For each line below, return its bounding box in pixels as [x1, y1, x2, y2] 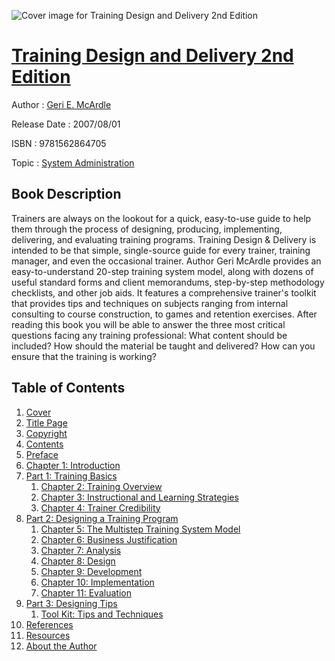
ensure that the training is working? [11, 350, 157, 362]
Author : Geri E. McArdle [11, 98, 112, 110]
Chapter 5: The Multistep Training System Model [40, 523, 241, 535]
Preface [25, 448, 59, 460]
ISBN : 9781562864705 [11, 137, 107, 149]
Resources [25, 629, 71, 641]
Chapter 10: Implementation [40, 576, 155, 588]
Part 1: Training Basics [25, 470, 118, 482]
